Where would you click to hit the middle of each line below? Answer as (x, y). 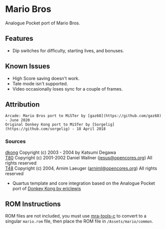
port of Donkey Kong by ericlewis (47, 188)
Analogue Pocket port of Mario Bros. (43, 23)
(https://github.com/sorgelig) (38, 129)
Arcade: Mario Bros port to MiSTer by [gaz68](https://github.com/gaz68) (83, 116)
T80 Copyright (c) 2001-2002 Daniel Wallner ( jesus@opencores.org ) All (79, 157)
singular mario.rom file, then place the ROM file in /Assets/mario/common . (79, 221)
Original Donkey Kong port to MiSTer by (48, 125)
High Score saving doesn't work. (46, 78)
